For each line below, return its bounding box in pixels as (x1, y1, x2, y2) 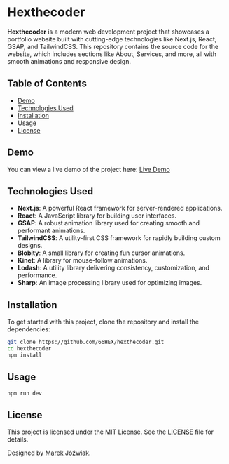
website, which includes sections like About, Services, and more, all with (7, 50, 217, 58)
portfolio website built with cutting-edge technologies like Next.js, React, (7, 34, 217, 43)
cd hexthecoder (7, 345, 52, 352)
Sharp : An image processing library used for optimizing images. (17, 279, 202, 287)
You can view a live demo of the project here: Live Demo (7, 165, 170, 173)
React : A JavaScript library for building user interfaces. (17, 211, 177, 220)
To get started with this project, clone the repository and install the (7, 317, 200, 326)
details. (7, 435, 29, 444)
